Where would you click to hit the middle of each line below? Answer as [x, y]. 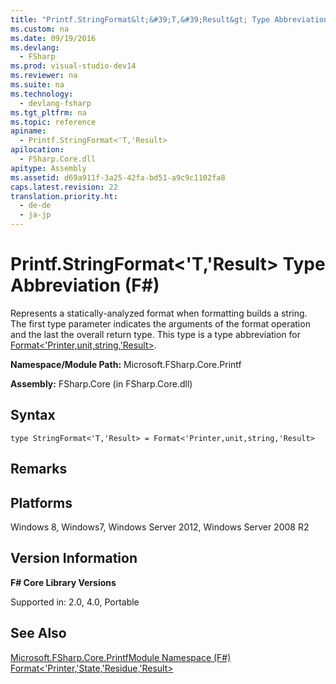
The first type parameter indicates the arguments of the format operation [160, 323]
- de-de [35, 206]
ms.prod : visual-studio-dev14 [73, 66]
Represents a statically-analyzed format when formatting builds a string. [159, 313]
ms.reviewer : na [44, 76]
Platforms [41, 502]
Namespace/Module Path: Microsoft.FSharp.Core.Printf [126, 364]
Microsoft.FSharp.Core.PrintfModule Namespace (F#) [121, 657]
